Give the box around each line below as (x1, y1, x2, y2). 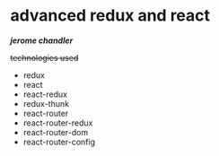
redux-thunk (22, 98, 70, 108)
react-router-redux (22, 117, 93, 128)
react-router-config (22, 136, 96, 147)
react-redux (22, 89, 68, 100)
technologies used (10, 52, 79, 63)
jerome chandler (10, 35, 74, 46)
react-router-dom (22, 126, 89, 137)
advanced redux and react (10, 5, 210, 26)
